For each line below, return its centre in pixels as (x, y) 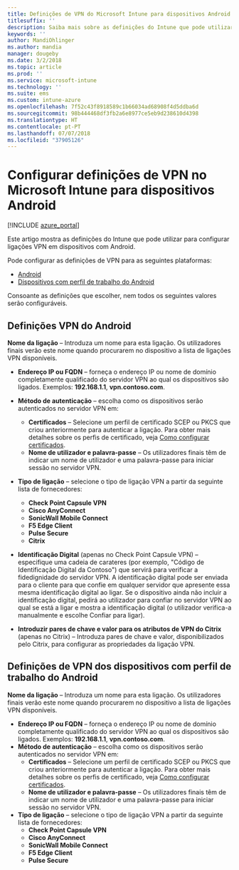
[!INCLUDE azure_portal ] (43, 225)
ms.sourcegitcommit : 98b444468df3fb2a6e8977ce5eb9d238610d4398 (103, 113)
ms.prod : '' (25, 73)
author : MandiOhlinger (41, 41)
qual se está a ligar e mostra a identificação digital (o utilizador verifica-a (124, 608)
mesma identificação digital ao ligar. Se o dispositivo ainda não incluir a (122, 592)
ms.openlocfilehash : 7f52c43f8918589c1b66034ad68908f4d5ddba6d (103, 107)
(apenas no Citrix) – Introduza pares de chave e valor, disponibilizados (121, 636)
